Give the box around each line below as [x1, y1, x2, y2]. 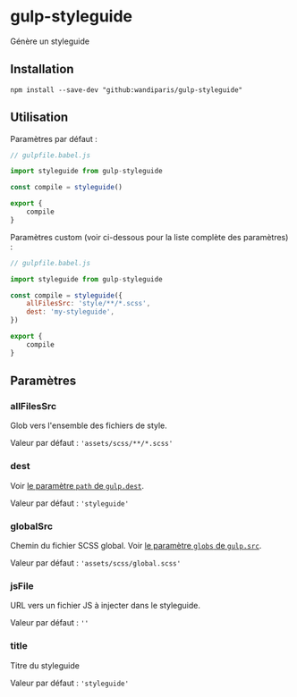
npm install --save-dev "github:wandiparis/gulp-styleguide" [10, 85, 243, 95]
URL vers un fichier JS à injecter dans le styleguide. [10, 600, 200, 611]
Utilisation [10, 110, 69, 125]
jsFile [10, 579, 34, 592]
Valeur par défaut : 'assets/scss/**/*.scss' [10, 438, 174, 449]
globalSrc [10, 520, 53, 533]
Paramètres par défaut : [10, 133, 98, 144]
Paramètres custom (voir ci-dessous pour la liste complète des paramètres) [10, 231, 289, 242]
